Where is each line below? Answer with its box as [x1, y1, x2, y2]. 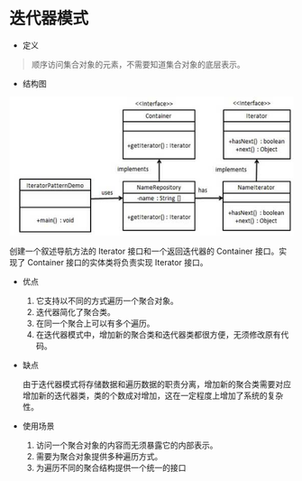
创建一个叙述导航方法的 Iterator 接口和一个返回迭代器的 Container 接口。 [9, 245, 279, 256]
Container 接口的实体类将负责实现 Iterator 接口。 [26, 256, 209, 267]
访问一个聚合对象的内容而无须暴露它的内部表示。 [35, 439, 218, 450]
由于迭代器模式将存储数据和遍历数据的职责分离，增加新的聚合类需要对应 [22, 378, 291, 389]
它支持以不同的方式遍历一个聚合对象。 [35, 295, 178, 306]
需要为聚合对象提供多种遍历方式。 [35, 450, 163, 461]
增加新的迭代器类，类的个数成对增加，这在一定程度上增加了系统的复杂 [22, 390, 284, 401]
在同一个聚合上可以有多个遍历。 [35, 318, 155, 328]
